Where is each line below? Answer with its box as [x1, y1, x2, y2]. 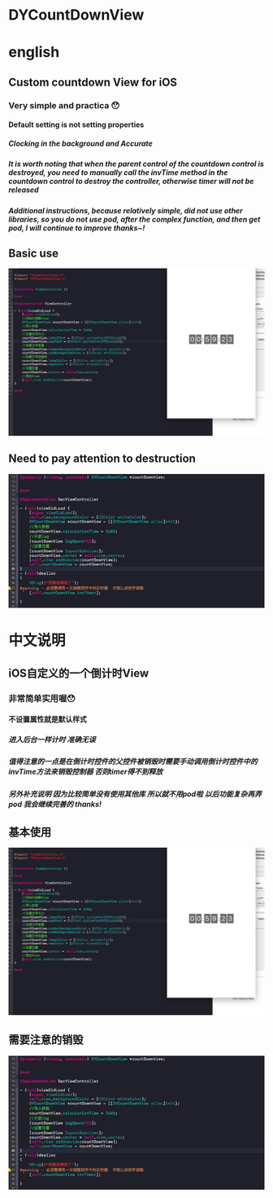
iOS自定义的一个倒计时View [8, 666, 149, 680]
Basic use [8, 247, 59, 261]
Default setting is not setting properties [8, 120, 145, 129]
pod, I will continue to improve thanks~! [8, 222, 145, 233]
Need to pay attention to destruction [8, 452, 197, 466]
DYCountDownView [8, 6, 145, 24]
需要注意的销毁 [8, 1033, 84, 1047]
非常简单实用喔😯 [8, 692, 76, 704]
